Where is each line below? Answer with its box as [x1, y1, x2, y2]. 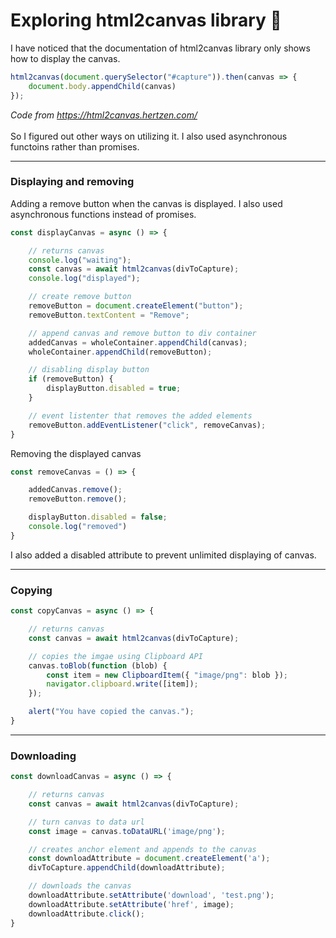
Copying [10, 583, 53, 597]
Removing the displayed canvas [10, 447, 142, 459]
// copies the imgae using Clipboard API [28, 651, 203, 661]
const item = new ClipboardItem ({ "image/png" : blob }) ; [46, 670, 288, 680]
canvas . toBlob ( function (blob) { [28, 660, 168, 671]
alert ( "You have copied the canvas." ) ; [28, 707, 195, 717]
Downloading [10, 749, 77, 763]
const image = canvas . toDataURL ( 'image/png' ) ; [28, 826, 226, 836]
